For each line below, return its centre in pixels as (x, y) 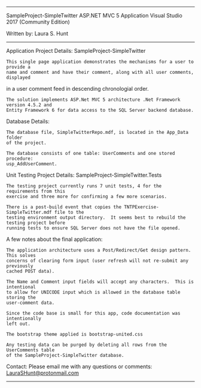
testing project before (36, 223)
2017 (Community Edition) (38, 22)
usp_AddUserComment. (32, 164)
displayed (19, 77)
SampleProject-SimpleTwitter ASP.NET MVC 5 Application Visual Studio (94, 15)
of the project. (26, 143)
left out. (19, 324)
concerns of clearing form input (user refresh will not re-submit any (97, 261)
